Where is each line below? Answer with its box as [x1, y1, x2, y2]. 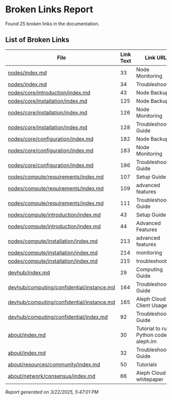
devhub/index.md [8, 269, 50, 276]
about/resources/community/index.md [8, 361, 100, 368]
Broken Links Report [5, 4, 93, 15]
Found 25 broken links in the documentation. [5, 21, 100, 27]
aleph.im [136, 338, 157, 345]
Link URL [145, 54, 167, 61]
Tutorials [136, 361, 157, 368]
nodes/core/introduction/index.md [8, 89, 91, 96]
